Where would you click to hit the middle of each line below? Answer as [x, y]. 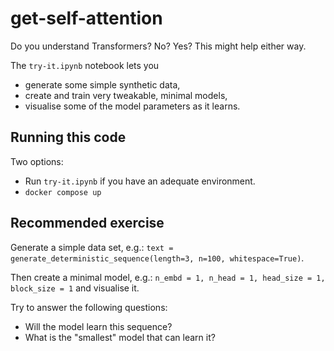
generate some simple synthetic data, [102, 84]
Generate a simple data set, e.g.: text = [92, 247]
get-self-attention [86, 18]
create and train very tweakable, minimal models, [126, 95]
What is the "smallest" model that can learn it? [120, 337]
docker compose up [63, 192]
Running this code [68, 137]
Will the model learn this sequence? [98, 326]
